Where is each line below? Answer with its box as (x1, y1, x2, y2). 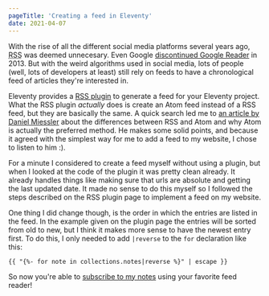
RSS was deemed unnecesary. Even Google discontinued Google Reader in (8, 50, 258, 60)
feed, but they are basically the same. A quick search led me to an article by (8, 108, 259, 117)
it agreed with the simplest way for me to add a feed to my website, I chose (8, 134, 257, 143)
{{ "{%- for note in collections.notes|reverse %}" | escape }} (8, 257, 228, 265)
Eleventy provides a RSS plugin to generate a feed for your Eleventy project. (8, 91, 260, 101)
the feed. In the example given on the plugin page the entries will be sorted (8, 216, 257, 226)
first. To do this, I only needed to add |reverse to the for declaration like (8, 233, 247, 243)
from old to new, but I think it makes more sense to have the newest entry (8, 224, 251, 234)
